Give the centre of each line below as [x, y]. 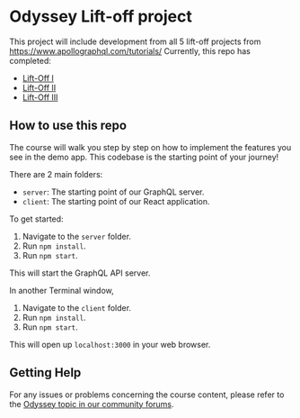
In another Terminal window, [62, 290]
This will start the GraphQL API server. [80, 273]
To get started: [37, 219]
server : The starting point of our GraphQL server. [113, 192]
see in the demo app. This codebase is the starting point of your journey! [144, 157]
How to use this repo [68, 126]
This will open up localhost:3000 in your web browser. [110, 344]
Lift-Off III [40, 97]
